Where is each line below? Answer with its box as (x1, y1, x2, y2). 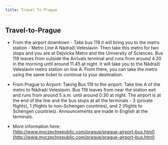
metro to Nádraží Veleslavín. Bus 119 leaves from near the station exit (12, 87, 156, 93)
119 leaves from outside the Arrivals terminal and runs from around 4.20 (12, 56, 162, 62)
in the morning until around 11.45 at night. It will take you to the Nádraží (12, 61, 160, 67)
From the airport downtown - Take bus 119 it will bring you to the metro (12, 39, 160, 45)
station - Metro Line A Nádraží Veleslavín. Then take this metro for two (12, 45, 159, 51)
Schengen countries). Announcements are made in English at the (12, 108, 148, 114)
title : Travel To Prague (5, 7, 58, 13)
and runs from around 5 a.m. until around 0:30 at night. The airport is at (12, 92, 161, 99)
